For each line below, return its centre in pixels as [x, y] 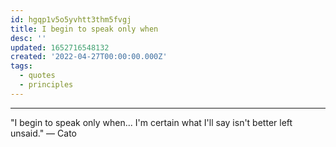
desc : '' [28, 38]
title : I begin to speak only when [84, 29]
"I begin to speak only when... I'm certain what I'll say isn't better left [151, 122]
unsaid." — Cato [43, 133]
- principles [46, 85]
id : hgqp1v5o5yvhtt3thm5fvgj [71, 19]
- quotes [37, 76]
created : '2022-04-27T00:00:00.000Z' [89, 57]
